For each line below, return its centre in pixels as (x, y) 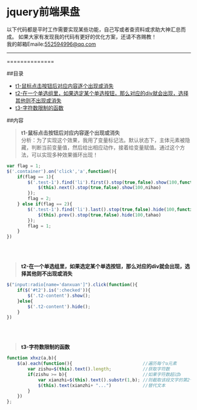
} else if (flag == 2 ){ (45, 204)
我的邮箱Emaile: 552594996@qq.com (51, 44)
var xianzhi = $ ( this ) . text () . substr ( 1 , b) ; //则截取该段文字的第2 (114, 380)
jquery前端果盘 (44, 12)
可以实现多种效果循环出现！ (65, 155)
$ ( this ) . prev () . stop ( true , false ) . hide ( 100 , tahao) (99, 215)
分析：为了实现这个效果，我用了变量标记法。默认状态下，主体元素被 (103, 140)
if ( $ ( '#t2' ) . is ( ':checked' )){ (54, 290)
